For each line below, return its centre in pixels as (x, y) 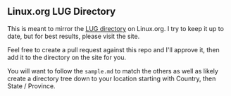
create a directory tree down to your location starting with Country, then (112, 78)
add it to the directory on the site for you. (67, 57)
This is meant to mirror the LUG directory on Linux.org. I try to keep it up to (115, 28)
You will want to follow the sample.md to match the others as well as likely (113, 71)
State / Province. (31, 86)
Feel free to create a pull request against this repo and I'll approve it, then (113, 49)
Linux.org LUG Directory (62, 12)
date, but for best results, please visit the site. (74, 36)
